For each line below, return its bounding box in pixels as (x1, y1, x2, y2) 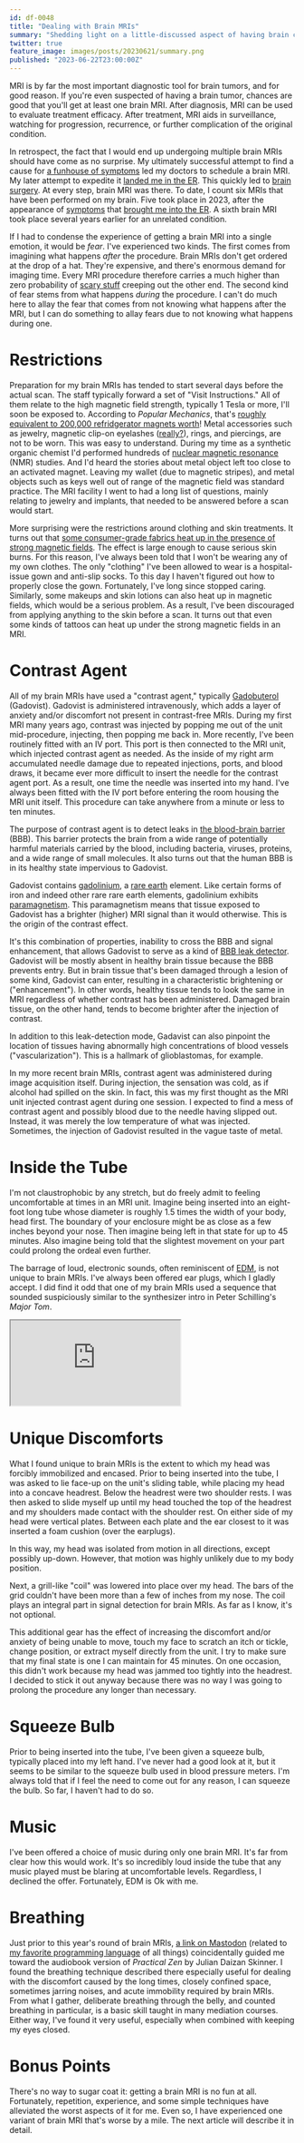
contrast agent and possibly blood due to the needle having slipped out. (9, 1106, 278, 1117)
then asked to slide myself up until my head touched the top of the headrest (9, 1496, 292, 1507)
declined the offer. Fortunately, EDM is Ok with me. (9, 1875, 199, 1886)
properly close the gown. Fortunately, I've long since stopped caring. (9, 580, 267, 591)
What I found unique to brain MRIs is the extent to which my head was (9, 1458, 271, 1469)
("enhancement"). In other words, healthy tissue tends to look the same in (9, 983, 285, 994)
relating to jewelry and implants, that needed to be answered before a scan (9, 495, 290, 506)
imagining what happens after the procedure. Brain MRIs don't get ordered (9, 250, 288, 261)
